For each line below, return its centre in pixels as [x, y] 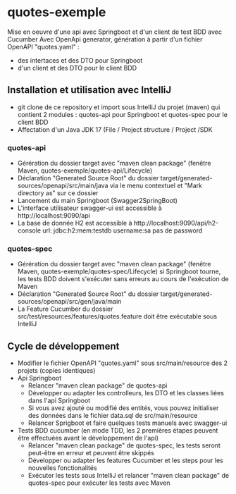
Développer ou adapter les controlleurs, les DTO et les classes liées [126, 393]
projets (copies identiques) [56, 371]
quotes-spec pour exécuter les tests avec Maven [99, 483]
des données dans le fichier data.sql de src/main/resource [113, 416]
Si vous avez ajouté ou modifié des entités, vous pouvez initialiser [123, 408]
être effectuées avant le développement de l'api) [88, 438]
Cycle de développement [63, 346]
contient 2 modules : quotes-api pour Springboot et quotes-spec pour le [122, 114]
